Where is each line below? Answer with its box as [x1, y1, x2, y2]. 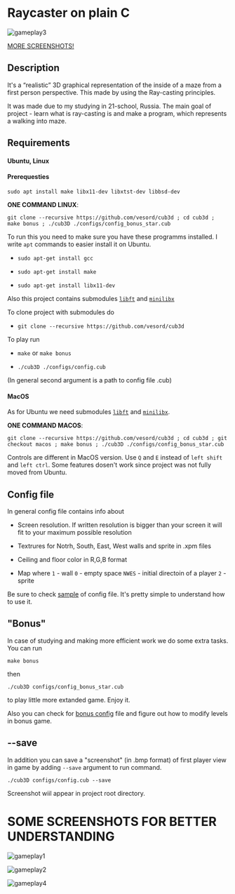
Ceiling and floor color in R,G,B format [17, 555, 128, 563]
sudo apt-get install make [17, 268, 97, 275]
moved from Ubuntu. [7, 468, 67, 476]
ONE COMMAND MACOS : [7, 421, 83, 429]
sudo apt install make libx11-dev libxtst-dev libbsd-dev [7, 188, 180, 195]
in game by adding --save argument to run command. [7, 763, 162, 771]
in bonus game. [7, 716, 53, 725]
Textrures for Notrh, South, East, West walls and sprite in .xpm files [17, 542, 212, 550]
